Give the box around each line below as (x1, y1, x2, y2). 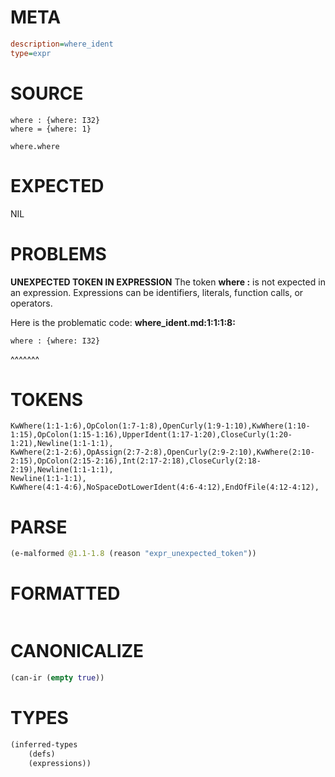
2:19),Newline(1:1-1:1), (10, 465, 114, 475)
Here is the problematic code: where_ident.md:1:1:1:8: (10, 316, 236, 328)
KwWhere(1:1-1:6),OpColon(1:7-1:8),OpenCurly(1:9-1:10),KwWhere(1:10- (10, 421, 311, 431)
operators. (10, 297, 53, 309)
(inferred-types (10, 739, 78, 750)
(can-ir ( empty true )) (10, 673, 105, 683)
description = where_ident (10, 39, 114, 49)
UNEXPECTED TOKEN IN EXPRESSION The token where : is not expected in (10, 276, 326, 288)
